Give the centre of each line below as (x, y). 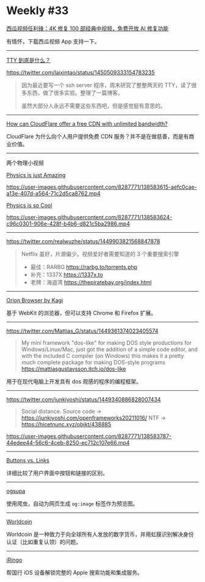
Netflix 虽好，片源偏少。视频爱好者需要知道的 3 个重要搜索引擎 (100, 254)
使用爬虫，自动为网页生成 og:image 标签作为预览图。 (72, 504)
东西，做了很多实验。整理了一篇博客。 (75, 93)
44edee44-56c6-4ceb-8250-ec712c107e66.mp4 (68, 442)
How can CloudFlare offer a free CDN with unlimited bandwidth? (87, 124)
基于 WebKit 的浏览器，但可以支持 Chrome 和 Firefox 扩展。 (81, 312)
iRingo (14, 560)
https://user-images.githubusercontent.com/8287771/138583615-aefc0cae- (102, 187)
